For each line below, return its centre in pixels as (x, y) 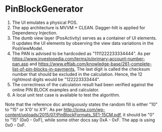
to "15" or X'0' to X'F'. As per (34, 109)
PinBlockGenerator (44, 9)
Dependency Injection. (35, 33)
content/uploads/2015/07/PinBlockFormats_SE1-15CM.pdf (63, 114)
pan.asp (20, 64)
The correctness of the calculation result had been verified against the (83, 84)
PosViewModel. (28, 48)
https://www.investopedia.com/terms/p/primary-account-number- (78, 58)
